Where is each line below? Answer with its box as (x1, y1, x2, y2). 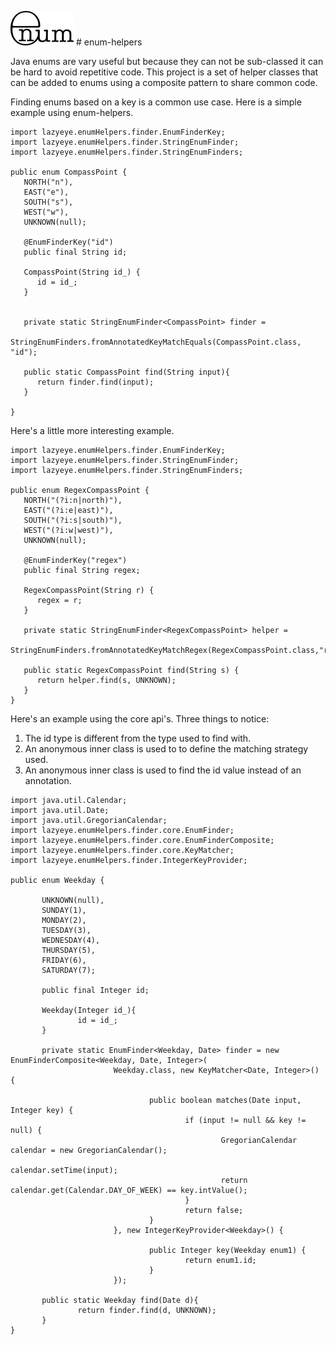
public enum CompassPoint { (10, 167, 128, 177)
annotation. (24, 775, 72, 786)
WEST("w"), (23, 207, 70, 217)
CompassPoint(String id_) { (23, 267, 141, 277)
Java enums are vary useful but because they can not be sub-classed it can (10, 56, 324, 67)
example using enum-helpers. (10, 107, 134, 118)
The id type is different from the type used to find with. (24, 732, 252, 744)
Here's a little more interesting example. (10, 425, 175, 436)
